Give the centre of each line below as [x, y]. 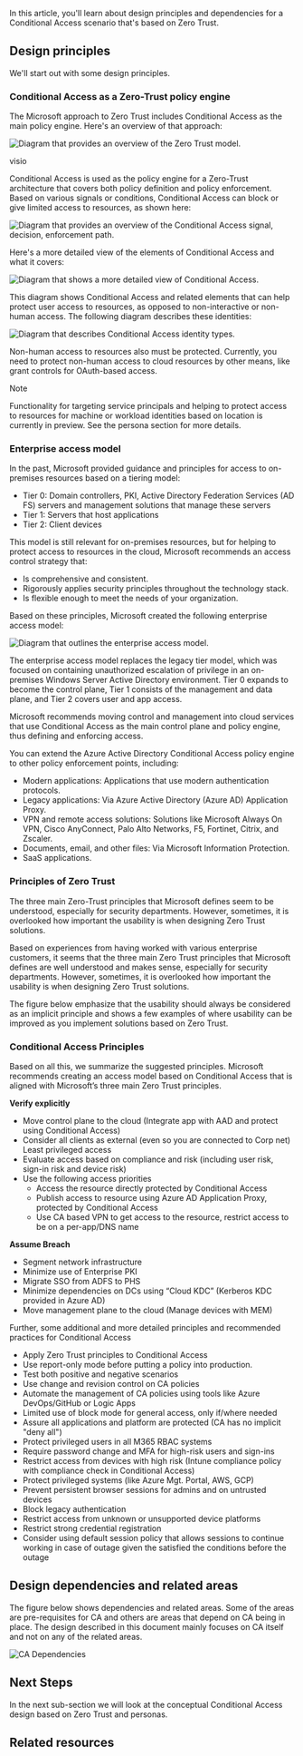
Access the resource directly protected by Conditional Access [151, 1188]
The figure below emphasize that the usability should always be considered [150, 1004]
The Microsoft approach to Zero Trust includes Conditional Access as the [146, 116]
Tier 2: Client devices [62, 524]
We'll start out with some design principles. [90, 73]
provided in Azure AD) [64, 1300]
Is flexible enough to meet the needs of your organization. [130, 599]
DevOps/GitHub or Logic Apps [79, 1403]
